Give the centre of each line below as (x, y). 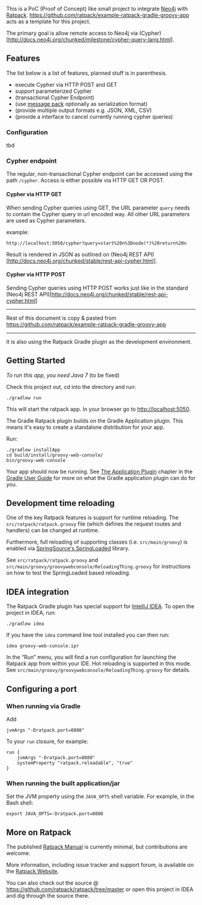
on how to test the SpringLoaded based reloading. (68, 573)
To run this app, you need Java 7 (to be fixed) (63, 375)
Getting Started (36, 361)
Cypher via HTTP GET (34, 194)
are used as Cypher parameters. (46, 220)
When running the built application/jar (63, 783)
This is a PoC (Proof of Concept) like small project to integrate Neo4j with (97, 9)
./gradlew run (24, 398)
